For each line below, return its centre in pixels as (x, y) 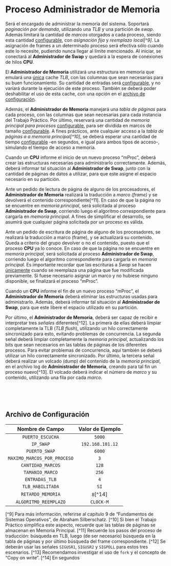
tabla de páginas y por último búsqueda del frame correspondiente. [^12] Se (85, 541)
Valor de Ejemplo (100, 429)
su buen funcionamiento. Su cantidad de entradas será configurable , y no (83, 83)
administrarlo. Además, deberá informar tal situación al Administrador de (83, 302)
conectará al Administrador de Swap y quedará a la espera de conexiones (84, 56)
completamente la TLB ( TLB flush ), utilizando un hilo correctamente (77, 328)
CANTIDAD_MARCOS (40, 465)
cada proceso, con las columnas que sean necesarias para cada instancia (83, 115)
